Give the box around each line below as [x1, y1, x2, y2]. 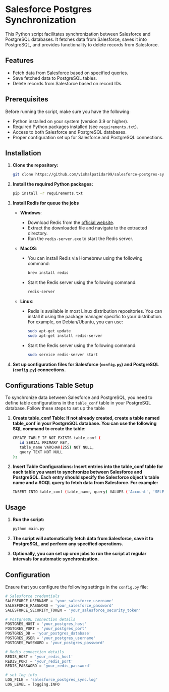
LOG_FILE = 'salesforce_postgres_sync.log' [5, 677, 98, 682]
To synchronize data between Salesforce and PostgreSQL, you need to [5, 394, 153, 400]
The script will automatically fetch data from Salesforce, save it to [12, 536, 154, 542]
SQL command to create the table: [12, 426, 86, 432]
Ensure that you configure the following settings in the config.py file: [5, 584, 148, 590]
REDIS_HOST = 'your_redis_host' [5, 654, 73, 659]
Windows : [20, 210, 42, 216]
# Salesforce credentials [5, 594, 60, 599]
